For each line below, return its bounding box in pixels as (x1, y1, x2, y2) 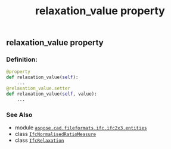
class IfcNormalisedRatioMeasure (14, 131, 97, 138)
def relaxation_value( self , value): (6, 91, 97, 97)
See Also (6, 110, 33, 119)
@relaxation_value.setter (6, 85, 70, 91)
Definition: (6, 55, 38, 64)
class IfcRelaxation (14, 137, 64, 144)
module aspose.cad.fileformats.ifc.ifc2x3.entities (14, 124, 147, 131)
